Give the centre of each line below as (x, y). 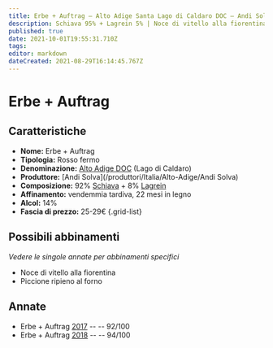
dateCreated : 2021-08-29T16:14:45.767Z (76, 62)
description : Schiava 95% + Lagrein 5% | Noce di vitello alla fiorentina (138, 24)
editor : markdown (38, 54)
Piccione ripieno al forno (61, 281)
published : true (36, 31)
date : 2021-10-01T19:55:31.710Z (63, 39)
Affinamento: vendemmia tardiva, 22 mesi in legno (106, 194)
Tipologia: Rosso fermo (60, 159)
